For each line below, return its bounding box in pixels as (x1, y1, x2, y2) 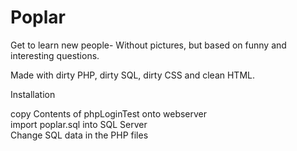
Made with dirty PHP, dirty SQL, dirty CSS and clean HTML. (10, 69, 256, 81)
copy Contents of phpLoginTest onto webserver (10, 107, 208, 120)
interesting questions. (10, 49, 100, 61)
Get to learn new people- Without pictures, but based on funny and (10, 39, 287, 51)
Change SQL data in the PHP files (10, 129, 149, 141)
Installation (10, 88, 56, 100)
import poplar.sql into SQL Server (10, 118, 148, 130)
